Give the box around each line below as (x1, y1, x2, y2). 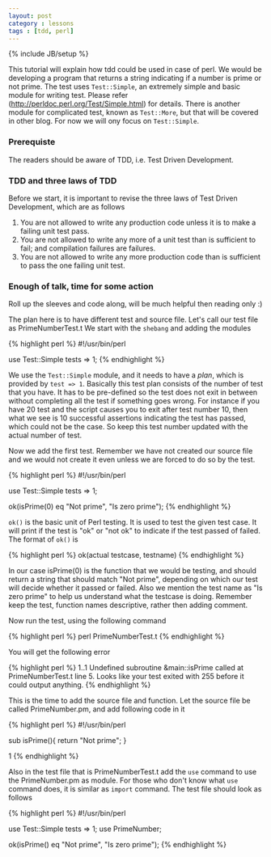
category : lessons (8, 19, 74, 27)
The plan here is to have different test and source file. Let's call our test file (8, 315, 259, 324)
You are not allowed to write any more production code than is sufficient (19, 251, 261, 261)
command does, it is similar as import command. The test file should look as (8, 784, 262, 794)
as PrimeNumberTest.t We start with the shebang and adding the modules (8, 323, 252, 333)
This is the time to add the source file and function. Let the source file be (8, 696, 251, 706)
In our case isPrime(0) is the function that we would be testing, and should (8, 566, 256, 576)
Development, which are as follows (8, 201, 125, 211)
